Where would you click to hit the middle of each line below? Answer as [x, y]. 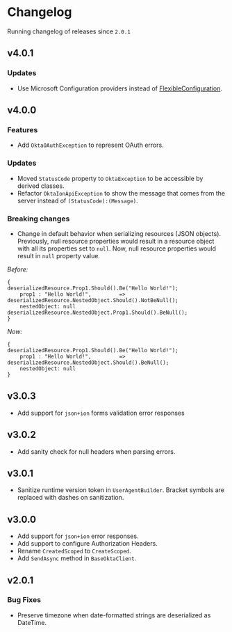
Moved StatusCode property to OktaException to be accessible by [110, 178]
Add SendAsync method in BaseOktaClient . [77, 558]
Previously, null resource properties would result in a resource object [116, 241]
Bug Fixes [24, 600]
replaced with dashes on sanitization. [71, 498]
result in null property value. [59, 255]
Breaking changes [39, 219]
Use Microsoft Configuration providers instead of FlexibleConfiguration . [120, 88]
